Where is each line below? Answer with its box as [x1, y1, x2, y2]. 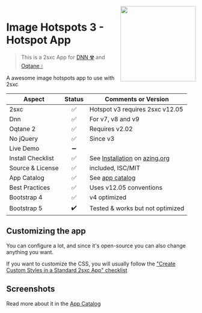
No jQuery [9, 134, 38, 143]
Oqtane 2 [9, 125, 36, 133]
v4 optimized [89, 193, 127, 201]
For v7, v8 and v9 [89, 114, 139, 123]
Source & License [9, 164, 59, 172]
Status [64, 95, 84, 103]
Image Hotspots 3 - [6, 20, 104, 34]
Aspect [23, 95, 45, 103]
